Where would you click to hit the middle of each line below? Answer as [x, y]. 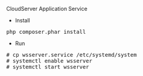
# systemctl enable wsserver [49, 61]
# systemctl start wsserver [48, 67]
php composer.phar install [46, 32]
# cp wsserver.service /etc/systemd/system [71, 55]
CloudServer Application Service [47, 9]
